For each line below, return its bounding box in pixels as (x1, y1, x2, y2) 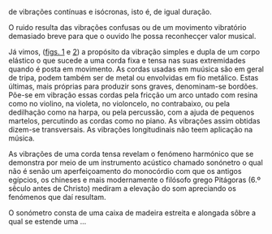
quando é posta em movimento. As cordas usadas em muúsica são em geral (8, 64, 264, 74)
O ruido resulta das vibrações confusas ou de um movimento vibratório (8, 23, 247, 32)
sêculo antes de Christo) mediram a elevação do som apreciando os (8, 184, 237, 193)
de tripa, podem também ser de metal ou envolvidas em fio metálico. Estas (8, 73, 259, 82)
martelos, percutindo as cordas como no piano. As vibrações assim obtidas (8, 116, 261, 125)
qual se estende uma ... (8, 217, 87, 226)
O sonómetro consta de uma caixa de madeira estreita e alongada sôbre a (8, 208, 257, 218)
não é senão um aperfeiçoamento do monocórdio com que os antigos (8, 167, 242, 175)
